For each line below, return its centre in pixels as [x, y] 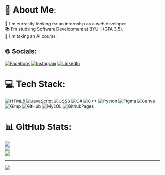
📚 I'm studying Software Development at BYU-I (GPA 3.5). [64, 29]
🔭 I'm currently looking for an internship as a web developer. [66, 24]
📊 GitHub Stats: [39, 127]
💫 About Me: [31, 10]
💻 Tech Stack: [35, 84]
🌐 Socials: [21, 52]
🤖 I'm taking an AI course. [31, 36]
